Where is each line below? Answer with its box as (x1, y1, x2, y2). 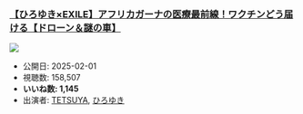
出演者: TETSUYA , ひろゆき (22, 95, 125, 106)
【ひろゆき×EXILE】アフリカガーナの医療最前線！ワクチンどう (9, 7, 285, 20)
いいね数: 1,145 (22, 83, 79, 94)
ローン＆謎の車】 (46, 21, 121, 33)
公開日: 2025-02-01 (22, 61, 97, 71)
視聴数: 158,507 (22, 72, 81, 83)
